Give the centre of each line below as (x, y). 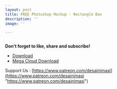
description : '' (22, 19)
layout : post (18, 10)
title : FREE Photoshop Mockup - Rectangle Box (54, 14)
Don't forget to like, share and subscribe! (48, 46)
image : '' (15, 23)
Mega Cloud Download (35, 61)
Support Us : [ (19, 71)
